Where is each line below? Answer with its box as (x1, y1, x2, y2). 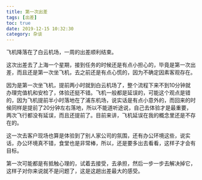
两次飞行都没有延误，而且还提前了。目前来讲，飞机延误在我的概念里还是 (6, 112, 185, 119)
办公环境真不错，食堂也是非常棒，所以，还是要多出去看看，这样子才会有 (16, 140, 196, 147)
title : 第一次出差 (6, 8, 48, 15)
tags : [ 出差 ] (6, 14, 37, 20)
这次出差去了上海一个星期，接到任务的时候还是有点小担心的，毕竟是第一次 (6, 61, 191, 69)
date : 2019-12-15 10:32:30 (6, 25, 74, 32)
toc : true (6, 20, 31, 26)
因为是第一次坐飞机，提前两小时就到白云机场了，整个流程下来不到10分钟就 (6, 82, 191, 89)
